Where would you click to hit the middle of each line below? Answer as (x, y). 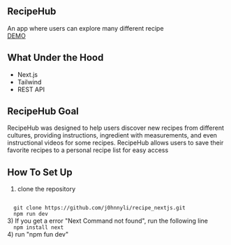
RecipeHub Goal (43, 111)
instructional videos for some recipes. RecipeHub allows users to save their (115, 143)
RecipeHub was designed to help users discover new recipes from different (116, 128)
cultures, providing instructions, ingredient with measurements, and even (112, 135)
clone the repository (46, 189)
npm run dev (31, 214)
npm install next (39, 228)
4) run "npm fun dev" (38, 235)
